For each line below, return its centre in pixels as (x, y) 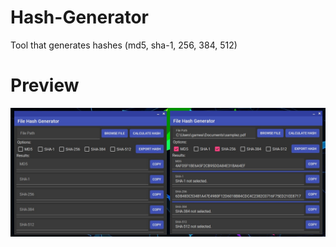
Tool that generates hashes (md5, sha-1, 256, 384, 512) (124, 45)
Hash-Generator (80, 17)
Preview (45, 85)
